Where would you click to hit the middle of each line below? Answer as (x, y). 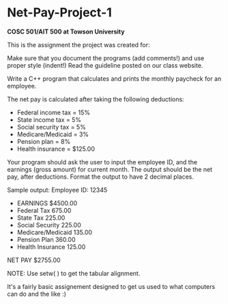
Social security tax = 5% (52, 127)
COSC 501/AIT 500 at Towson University (66, 31)
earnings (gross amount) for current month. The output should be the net (110, 169)
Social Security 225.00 (49, 225)
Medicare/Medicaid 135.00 (55, 232)
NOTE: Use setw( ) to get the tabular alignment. (74, 273)
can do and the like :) (37, 294)
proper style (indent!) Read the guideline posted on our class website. (105, 65)
